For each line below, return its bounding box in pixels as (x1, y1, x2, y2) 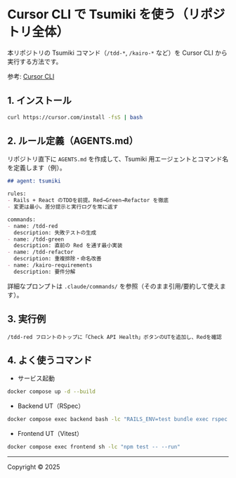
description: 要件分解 (13, 268, 76, 275)
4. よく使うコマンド (7, 354, 93, 366)
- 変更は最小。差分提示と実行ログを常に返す (7, 204, 119, 211)
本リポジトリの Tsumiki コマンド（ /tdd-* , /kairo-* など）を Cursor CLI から (7, 48, 228, 57)
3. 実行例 (7, 313, 46, 325)
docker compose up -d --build (7, 388, 96, 395)
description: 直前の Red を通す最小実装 (13, 242, 123, 249)
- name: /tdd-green (7, 236, 65, 243)
